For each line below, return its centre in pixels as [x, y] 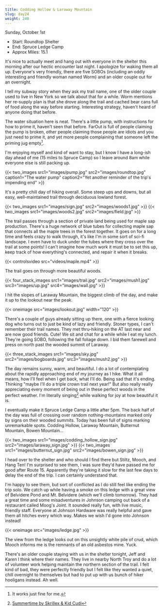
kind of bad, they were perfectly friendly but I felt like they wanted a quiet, [79, 569]
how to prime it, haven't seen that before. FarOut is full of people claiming [79, 127]
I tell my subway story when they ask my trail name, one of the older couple [81, 92]
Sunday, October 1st [25, 33]
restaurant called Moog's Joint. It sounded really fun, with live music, [74, 505]
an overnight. [18, 82]
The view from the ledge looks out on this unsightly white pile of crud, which [81, 539]
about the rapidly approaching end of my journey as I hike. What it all [74, 374]
